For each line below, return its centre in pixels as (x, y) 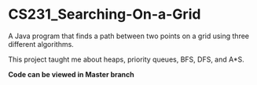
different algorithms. (41, 44)
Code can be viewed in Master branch (72, 74)
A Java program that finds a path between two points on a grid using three (129, 36)
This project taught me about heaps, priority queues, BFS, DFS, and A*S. (127, 59)
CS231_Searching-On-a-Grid (105, 14)
